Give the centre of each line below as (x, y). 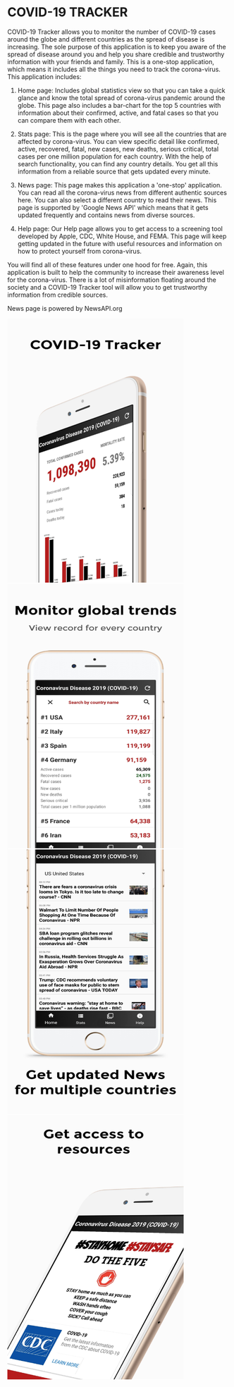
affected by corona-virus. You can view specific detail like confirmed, (118, 141)
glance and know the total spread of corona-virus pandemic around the (121, 98)
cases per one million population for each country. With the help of (115, 156)
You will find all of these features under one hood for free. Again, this (107, 264)
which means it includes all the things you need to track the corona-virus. (114, 69)
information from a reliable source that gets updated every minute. (114, 171)
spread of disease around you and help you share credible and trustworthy (116, 54)
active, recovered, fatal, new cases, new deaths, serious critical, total (118, 149)
